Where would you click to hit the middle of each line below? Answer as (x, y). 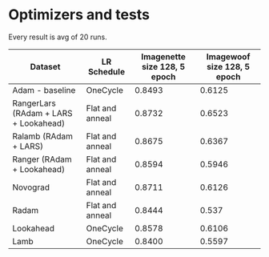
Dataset (45, 66)
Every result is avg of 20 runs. (58, 37)
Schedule (106, 71)
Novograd (31, 187)
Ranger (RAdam (42, 159)
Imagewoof (228, 56)
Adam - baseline (44, 90)
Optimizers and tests (79, 15)
